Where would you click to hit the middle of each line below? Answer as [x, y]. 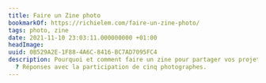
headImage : [26, 45]
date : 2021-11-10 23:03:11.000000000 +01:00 [83, 38]
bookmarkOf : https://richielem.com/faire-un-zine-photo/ [104, 23]
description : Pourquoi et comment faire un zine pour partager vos [122, 60]
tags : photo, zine [38, 30]
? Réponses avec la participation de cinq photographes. [111, 67]
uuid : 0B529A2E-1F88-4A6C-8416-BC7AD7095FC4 [83, 52]
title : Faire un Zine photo [55, 15]
